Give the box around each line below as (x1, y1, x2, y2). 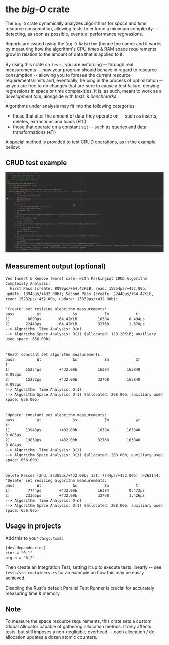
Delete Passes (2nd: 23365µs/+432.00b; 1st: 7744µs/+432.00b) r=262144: (5, 473, 161, 478)
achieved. (5, 575, 26, 581)
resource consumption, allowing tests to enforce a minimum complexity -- (5, 25, 158, 31)
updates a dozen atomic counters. (26, 634, 97, 640)
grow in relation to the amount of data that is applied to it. (5, 51, 124, 57)
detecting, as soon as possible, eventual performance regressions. (5, 31, 143, 37)
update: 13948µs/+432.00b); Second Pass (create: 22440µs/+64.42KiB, (5, 291, 154, 296)
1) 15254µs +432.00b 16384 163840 (5, 367, 141, 372)
